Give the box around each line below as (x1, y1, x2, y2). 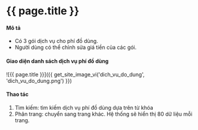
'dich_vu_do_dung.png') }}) (6, 77, 73, 84)
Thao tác (6, 91, 29, 98)
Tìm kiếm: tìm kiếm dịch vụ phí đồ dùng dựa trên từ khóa (14, 104, 153, 111)
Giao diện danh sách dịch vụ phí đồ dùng (6, 57, 109, 64)
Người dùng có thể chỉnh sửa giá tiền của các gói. (14, 44, 137, 51)
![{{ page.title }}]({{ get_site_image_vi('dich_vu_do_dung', (6, 70, 144, 78)
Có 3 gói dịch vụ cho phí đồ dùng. (14, 38, 98, 45)
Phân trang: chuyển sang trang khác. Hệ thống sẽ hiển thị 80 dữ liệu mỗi (14, 110, 193, 117)
